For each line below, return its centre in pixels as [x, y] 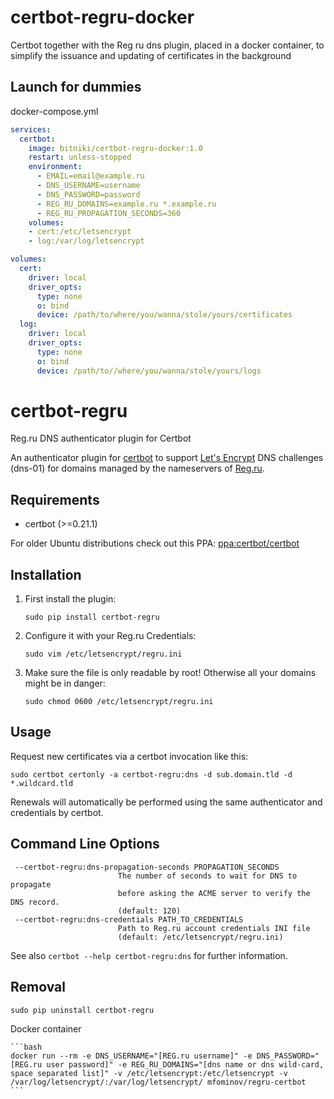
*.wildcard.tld [42, 783]
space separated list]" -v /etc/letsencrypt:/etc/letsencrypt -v [149, 1073]
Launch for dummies [76, 87]
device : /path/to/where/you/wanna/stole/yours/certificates [164, 315]
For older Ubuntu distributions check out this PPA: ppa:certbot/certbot [155, 543]
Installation [46, 574]
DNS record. [35, 902]
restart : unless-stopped [80, 157]
